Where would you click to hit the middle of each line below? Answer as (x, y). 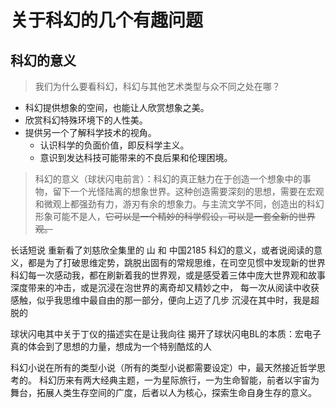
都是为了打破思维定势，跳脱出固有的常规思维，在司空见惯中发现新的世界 (176, 262)
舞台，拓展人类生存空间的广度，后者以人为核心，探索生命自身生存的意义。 (163, 392)
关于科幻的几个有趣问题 (107, 20)
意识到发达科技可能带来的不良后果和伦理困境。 (136, 157)
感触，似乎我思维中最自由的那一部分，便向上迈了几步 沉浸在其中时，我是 (160, 300)
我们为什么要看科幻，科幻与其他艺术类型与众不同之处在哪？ (157, 86)
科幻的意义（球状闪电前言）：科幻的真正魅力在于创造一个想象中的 (168, 179)
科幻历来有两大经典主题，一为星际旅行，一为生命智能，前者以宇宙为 (179, 380)
